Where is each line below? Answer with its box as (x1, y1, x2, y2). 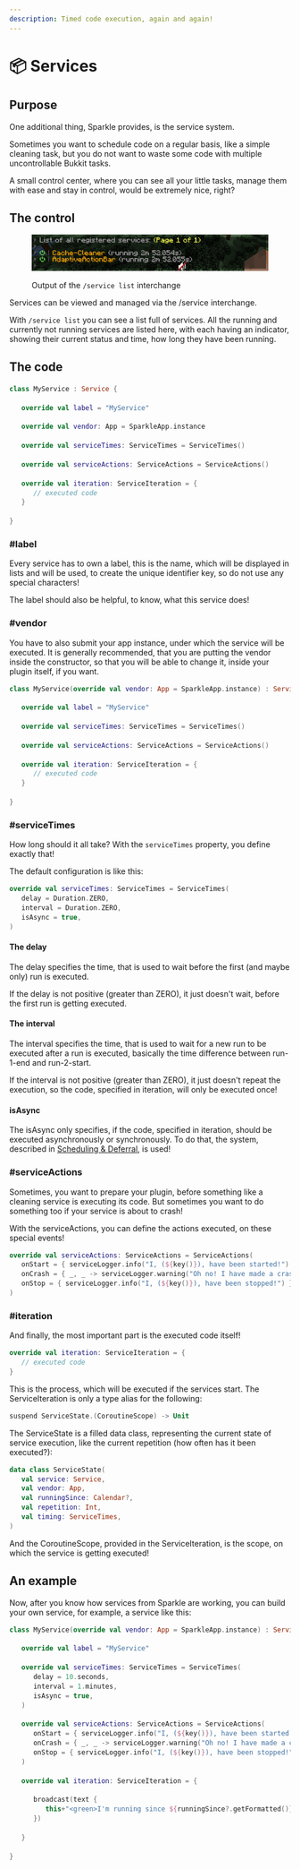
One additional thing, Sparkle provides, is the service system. (9, 121, 235, 132)
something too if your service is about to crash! (9, 1205, 183, 1216)
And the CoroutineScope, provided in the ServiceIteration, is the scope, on (9, 1538, 284, 1548)
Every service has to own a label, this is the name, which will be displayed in (9, 558, 290, 569)
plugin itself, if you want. (9, 665, 100, 676)
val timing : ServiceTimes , (21, 1513, 122, 1522)
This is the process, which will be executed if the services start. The (9, 1384, 260, 1394)
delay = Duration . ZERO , (21, 894, 110, 904)
